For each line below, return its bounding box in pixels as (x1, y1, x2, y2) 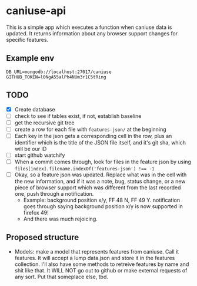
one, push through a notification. (14, 190, 94, 198)
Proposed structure (6, 232, 79, 242)
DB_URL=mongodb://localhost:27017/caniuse (6, 69, 112, 75)
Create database (14, 106, 55, 113)
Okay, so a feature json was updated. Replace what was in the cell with (14, 171, 187, 178)
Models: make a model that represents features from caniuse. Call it (14, 248, 179, 255)
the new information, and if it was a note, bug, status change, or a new (14, 178, 186, 185)
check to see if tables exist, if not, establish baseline (14, 112, 142, 119)
